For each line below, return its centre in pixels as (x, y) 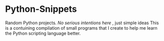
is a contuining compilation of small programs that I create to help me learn (81, 28)
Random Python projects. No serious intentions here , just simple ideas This (82, 23)
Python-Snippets (41, 9)
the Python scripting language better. (43, 33)
